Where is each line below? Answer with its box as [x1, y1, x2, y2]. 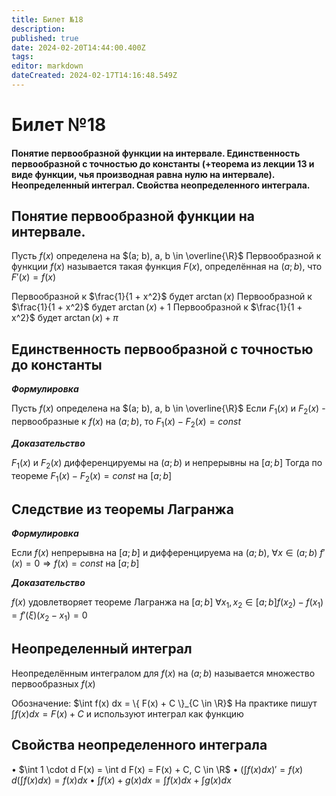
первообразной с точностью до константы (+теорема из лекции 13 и [11, 157, 315, 170]
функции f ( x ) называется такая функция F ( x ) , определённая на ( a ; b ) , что [11, 261, 323, 273]
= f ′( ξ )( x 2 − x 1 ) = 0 [11, 609, 88, 623]
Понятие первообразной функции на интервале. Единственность [11, 147, 301, 159]
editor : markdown [11, 61, 84, 71]
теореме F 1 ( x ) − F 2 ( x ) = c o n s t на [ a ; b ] [11, 469, 173, 484]
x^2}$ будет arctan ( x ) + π [11, 312, 119, 324]
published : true [11, 33, 79, 43]
